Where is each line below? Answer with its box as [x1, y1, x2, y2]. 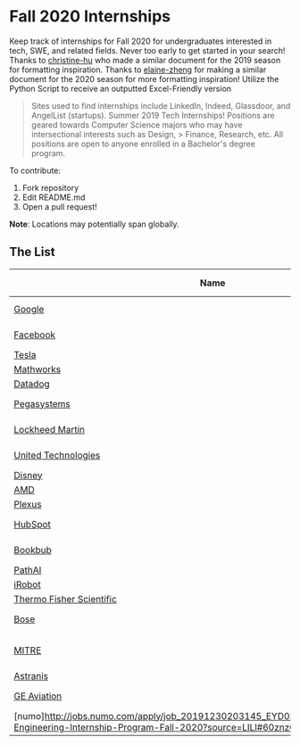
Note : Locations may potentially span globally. [9, 219, 180, 229]
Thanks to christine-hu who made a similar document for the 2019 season [9, 54, 281, 65]
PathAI [13, 564, 42, 576]
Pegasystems [13, 397, 71, 410]
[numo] [13, 709, 46, 722]
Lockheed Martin [13, 423, 86, 435]
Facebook [13, 328, 56, 341]
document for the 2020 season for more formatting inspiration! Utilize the [9, 73, 279, 84]
